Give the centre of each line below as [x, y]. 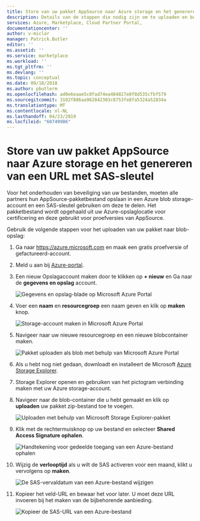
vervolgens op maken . [43, 471]
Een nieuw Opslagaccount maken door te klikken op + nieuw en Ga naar [104, 277]
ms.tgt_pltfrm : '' [29, 67]
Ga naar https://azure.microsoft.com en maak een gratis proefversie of [102, 247]
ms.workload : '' [27, 61]
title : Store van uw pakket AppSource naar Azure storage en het [89, 12]
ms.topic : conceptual [34, 78]
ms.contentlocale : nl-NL [37, 111]
